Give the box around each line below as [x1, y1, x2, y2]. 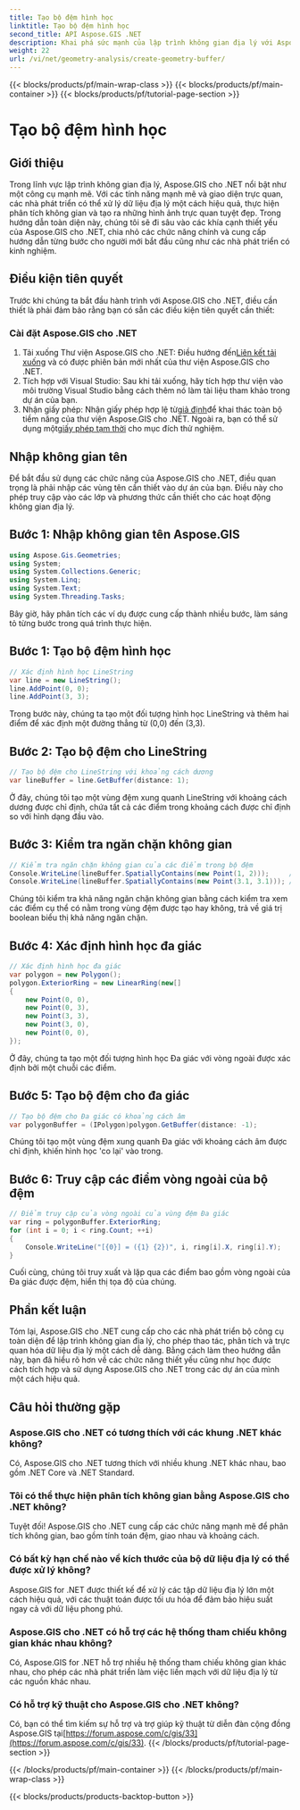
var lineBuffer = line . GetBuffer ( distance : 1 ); [9, 775, 190, 784]
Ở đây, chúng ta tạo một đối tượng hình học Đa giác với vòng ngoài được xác [9, 1052, 291, 1063]
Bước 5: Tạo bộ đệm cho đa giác [9, 1088, 190, 1103]
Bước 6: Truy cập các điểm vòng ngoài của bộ [9, 1171, 269, 1186]
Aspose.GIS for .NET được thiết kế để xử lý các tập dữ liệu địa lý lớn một [9, 1584, 275, 1595]
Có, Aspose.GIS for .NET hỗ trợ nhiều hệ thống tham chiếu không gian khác [9, 1656, 287, 1667]
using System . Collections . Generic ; [9, 567, 142, 576]
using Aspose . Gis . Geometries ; [9, 550, 122, 559]
